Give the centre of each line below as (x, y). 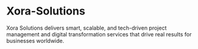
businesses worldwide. (35, 41)
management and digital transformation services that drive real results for (99, 34)
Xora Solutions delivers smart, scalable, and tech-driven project (86, 28)
